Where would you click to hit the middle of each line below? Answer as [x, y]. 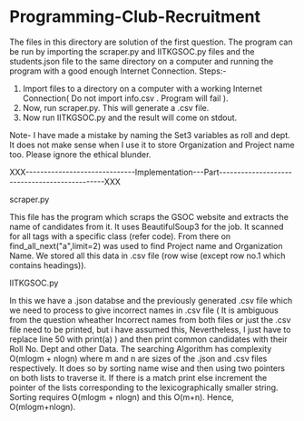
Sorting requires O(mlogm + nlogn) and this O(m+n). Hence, [122, 396]
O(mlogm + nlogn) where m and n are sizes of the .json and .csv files [138, 358]
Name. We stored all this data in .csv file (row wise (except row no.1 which [147, 256]
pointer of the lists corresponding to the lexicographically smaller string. [144, 387]
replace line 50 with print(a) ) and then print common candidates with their [148, 339]
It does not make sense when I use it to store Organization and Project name [152, 145]
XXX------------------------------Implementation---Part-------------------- [151, 172]
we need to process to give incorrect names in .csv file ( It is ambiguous [144, 310]
